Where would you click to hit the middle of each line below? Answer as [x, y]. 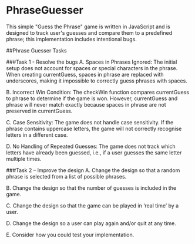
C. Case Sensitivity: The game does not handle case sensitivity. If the [90, 122]
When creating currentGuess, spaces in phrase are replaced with [85, 74]
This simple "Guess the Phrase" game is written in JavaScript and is [88, 27]
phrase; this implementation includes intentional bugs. [71, 39]
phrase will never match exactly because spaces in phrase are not [86, 104]
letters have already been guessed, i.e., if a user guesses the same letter [94, 152]
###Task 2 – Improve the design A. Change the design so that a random [93, 170]
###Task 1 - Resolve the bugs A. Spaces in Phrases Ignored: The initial [92, 62]
